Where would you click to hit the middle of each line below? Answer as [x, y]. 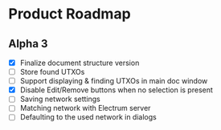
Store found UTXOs [52, 72]
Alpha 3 [28, 44]
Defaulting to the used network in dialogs [88, 117]
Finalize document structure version [80, 63]
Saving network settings [60, 99]
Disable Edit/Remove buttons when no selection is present [116, 90]
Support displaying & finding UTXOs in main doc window [114, 81]
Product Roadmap [70, 14]
